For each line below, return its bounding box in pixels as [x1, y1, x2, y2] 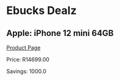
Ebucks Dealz [6, 4, 77, 18]
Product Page [6, 44, 41, 51]
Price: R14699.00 [6, 56, 50, 63]
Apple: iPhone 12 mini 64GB [6, 28, 114, 38]
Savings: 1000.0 [6, 68, 47, 75]
